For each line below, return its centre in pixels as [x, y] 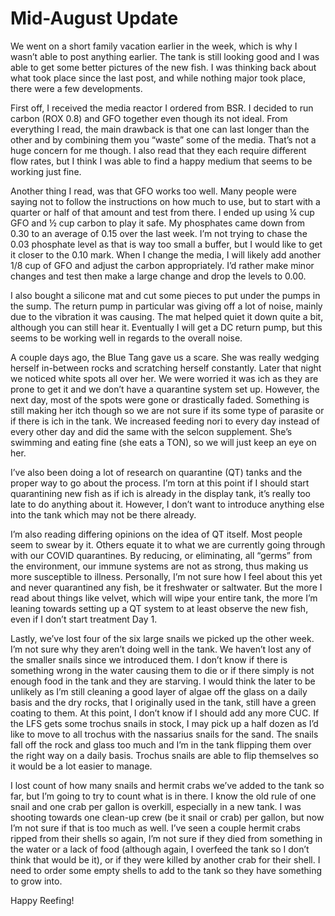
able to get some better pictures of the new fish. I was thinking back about [163, 67]
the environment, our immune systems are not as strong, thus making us [159, 566]
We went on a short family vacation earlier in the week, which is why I [154, 46]
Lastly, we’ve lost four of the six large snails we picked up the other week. [162, 638]
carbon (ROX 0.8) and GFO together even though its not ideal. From [149, 118]
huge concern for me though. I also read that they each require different [158, 150]
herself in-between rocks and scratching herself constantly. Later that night [166, 368]
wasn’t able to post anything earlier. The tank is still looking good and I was [165, 56]
